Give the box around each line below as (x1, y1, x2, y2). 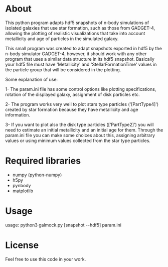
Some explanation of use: (5, 76, 58, 82)
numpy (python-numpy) (12, 172, 62, 178)
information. (5, 111, 31, 118)
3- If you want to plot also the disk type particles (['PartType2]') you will (5, 121, 154, 127)
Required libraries (5, 155, 81, 167)
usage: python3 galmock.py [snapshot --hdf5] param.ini (5, 222, 122, 228)
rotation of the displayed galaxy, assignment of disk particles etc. (5, 91, 140, 97)
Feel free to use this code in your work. (5, 256, 86, 262)
